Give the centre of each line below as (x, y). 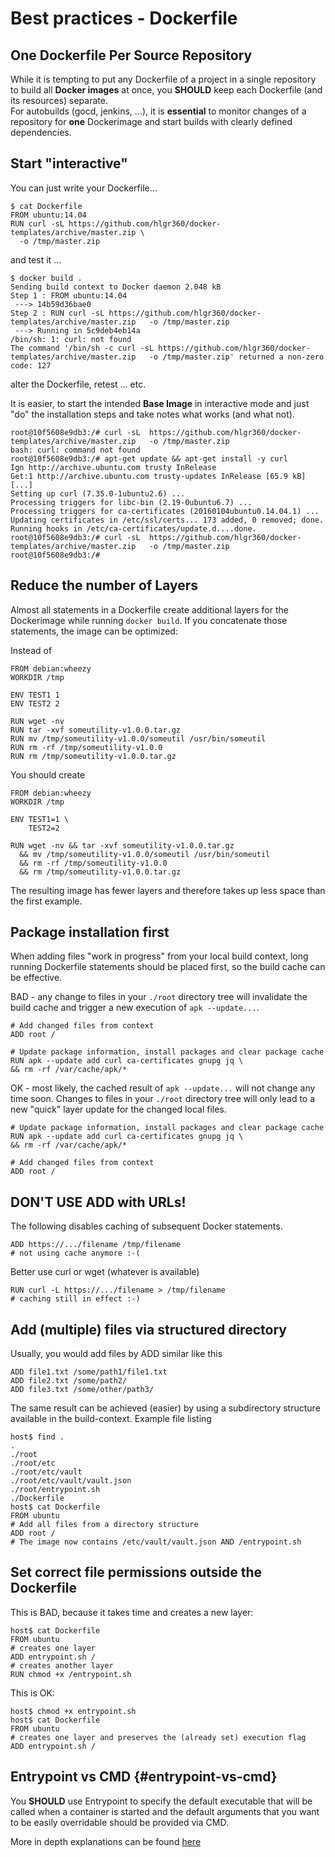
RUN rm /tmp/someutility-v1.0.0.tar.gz (93, 756)
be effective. (36, 978)
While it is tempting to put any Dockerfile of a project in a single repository (163, 79)
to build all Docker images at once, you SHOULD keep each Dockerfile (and (166, 90)
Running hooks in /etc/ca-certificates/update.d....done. (133, 528)
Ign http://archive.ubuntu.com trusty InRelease (113, 467)
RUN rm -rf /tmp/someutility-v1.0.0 (86, 747)
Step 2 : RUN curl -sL (57, 313)
